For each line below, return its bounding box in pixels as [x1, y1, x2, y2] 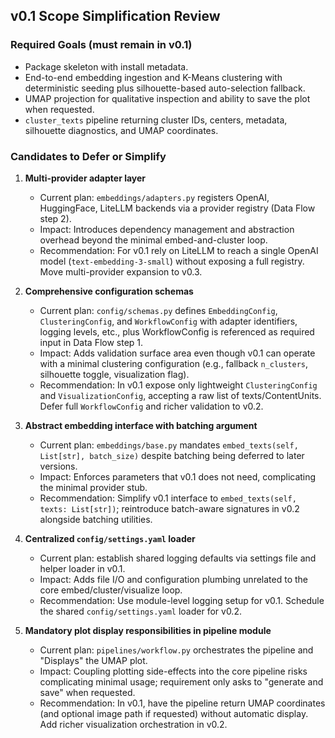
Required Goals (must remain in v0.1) [10, 38, 193, 52]
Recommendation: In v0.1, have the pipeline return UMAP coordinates [39, 697, 326, 709]
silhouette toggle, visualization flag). [39, 368, 190, 380]
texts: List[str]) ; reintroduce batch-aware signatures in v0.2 [39, 502, 300, 514]
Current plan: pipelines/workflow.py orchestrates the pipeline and [39, 644, 314, 656]
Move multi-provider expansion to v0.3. [39, 265, 203, 278]
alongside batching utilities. [39, 513, 153, 525]
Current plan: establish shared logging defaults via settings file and [39, 552, 317, 564]
